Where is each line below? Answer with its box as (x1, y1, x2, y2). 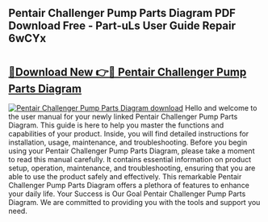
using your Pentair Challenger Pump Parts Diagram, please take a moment (8, 146, 255, 156)
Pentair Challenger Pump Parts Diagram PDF (8, 6, 237, 20)
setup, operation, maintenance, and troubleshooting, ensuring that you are (8, 163, 256, 173)
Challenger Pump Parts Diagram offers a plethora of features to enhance (8, 181, 250, 190)
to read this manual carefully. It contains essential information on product (8, 155, 252, 164)
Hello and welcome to (185, 103, 258, 112)
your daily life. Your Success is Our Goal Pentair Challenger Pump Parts (8, 189, 246, 199)
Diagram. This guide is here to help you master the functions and (8, 120, 224, 130)
